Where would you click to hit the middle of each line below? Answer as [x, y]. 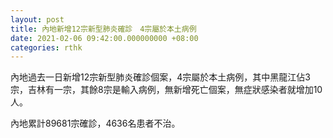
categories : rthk [46, 47]
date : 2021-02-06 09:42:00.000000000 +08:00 [104, 38]
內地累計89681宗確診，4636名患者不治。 [95, 123]
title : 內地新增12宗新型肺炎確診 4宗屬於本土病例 [103, 29]
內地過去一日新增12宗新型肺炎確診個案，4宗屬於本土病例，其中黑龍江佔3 [160, 77]
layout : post [37, 19]
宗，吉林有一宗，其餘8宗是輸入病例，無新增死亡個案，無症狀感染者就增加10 [166, 90]
